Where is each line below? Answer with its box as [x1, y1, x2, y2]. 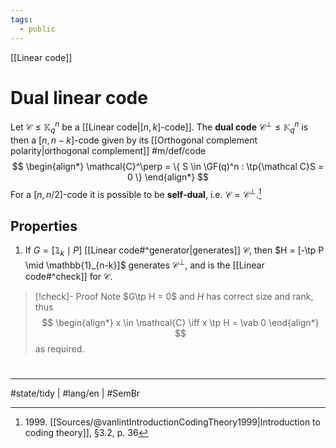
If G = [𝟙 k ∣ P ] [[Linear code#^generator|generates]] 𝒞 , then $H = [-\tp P [24, 244, 325, 259]
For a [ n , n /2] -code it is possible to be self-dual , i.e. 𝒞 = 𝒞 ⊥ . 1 [10, 186, 262, 200]
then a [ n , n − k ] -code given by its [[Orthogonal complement [10, 134, 258, 146]
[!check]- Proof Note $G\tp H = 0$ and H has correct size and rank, [34, 290, 314, 302]
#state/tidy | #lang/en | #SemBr [10, 387, 141, 399]
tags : [10, 14, 33, 25]
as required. [34, 342, 85, 355]
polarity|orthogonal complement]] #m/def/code [10, 144, 207, 156]
